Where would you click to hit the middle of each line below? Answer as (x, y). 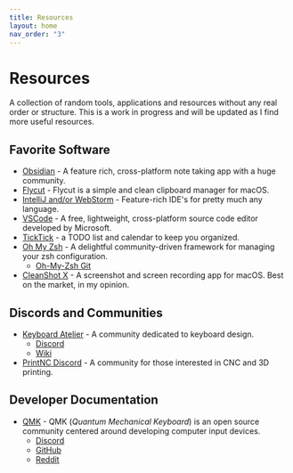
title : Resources (41, 17)
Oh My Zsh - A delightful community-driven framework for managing (148, 247)
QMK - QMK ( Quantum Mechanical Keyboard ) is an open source (141, 421)
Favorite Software (60, 149)
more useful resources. (52, 122)
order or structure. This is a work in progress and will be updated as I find (144, 112)
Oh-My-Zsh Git (63, 266)
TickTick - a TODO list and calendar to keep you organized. (131, 238)
